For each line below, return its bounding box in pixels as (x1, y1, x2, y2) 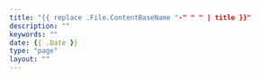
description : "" (9, 22, 70, 30)
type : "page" (9, 47, 58, 56)
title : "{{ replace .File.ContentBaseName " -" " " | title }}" (9, 13, 252, 22)
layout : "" (9, 55, 50, 64)
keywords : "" (9, 30, 58, 39)
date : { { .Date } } (9, 38, 78, 48)
